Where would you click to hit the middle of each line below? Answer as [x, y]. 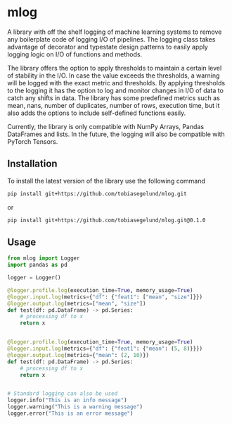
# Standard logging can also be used [63, 394]
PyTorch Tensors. [33, 141]
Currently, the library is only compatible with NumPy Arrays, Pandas [106, 126]
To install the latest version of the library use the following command [107, 181]
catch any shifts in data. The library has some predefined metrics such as [114, 98]
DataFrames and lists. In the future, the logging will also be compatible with [116, 134]
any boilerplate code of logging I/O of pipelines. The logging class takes [111, 39]
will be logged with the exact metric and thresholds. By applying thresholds [116, 83]
